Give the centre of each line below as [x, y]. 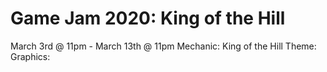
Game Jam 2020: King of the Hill [148, 18]
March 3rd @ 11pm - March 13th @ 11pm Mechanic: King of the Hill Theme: [163, 46]
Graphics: [30, 56]
